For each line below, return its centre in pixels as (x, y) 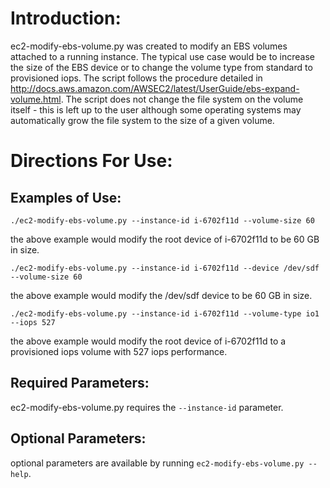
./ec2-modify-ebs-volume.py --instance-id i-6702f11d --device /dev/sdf (165, 268)
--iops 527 (33, 322)
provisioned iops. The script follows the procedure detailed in (136, 78)
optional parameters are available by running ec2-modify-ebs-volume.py (157, 463)
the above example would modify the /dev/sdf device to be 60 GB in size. (161, 295)
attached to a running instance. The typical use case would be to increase (163, 56)
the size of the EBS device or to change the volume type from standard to (161, 67)
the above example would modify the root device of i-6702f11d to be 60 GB (165, 239)
